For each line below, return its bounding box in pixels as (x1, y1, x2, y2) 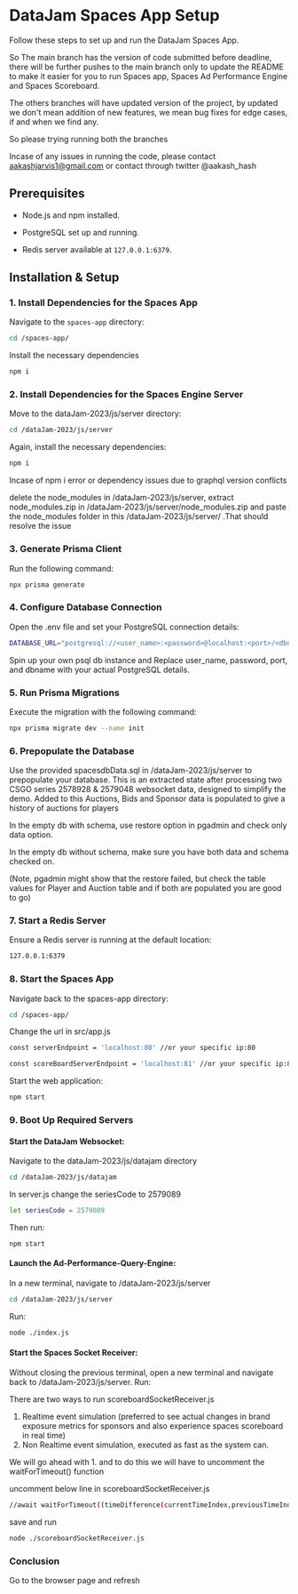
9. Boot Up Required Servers (9, 1113, 134, 1125)
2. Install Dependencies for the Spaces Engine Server (9, 388, 244, 401)
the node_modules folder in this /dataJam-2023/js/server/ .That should (9, 511, 269, 522)
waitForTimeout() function (9, 1466, 105, 1477)
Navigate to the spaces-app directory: (9, 316, 145, 327)
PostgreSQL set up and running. (21, 227, 140, 237)
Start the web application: (9, 1076, 104, 1086)
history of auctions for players (9, 803, 120, 813)
